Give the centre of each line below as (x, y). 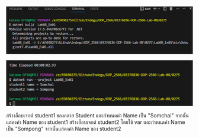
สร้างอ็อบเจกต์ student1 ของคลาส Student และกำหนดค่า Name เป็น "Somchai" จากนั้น (98, 115)
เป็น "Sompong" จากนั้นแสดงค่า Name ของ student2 (64, 129)
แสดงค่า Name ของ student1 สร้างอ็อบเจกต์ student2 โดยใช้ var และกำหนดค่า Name (96, 122)
